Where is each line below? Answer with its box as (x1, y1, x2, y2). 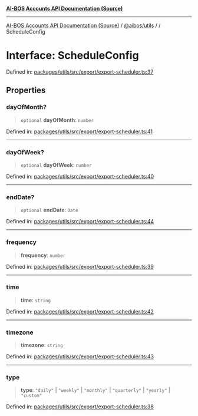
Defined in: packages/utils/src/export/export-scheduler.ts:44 (6, 218, 154, 225)
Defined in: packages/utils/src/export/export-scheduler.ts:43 (6, 353, 154, 360)
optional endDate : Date (20, 206, 78, 214)
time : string (20, 296, 51, 303)
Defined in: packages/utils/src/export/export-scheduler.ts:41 (6, 128, 153, 135)
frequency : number (20, 252, 66, 259)
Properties (6, 85, 46, 95)
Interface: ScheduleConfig (6, 49, 140, 62)
